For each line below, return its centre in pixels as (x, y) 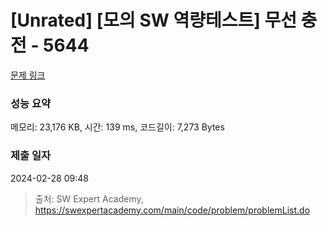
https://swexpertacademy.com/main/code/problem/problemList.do (172, 210)
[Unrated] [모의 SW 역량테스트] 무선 (153, 20)
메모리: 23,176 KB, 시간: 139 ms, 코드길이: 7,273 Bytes (117, 127)
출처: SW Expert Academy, (89, 198)
